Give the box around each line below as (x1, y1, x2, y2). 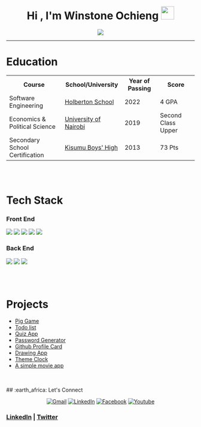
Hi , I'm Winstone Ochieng (26, 9, 159, 23)
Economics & (9, 114, 46, 123)
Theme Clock (14, 355, 48, 362)
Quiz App (14, 330, 38, 337)
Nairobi (65, 122, 86, 131)
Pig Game (14, 317, 39, 325)
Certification (9, 150, 44, 159)
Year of (129, 77, 150, 85)
